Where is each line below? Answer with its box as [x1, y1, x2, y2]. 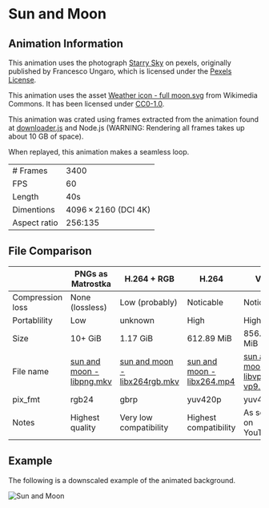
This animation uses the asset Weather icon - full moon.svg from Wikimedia [8, 91, 258, 100]
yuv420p [187, 393, 222, 405]
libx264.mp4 [187, 376, 235, 387]
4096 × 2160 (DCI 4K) [66, 204, 151, 215]
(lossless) [70, 301, 107, 312]
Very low [119, 412, 154, 423]
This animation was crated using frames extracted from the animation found [8, 115, 259, 124]
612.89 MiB [187, 333, 232, 344]
